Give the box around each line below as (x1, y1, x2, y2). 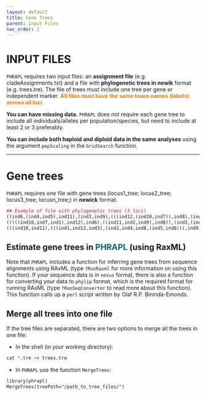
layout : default (6, 9, 48, 15)
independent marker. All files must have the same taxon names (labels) (6, 93, 190, 100)
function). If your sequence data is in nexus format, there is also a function (6, 271, 194, 279)
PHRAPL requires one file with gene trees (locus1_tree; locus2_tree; (6, 189, 172, 197)
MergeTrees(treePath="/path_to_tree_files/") (6, 384, 124, 390)
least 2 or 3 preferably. (6, 124, 64, 131)
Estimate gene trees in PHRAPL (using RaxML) (6, 242, 186, 253)
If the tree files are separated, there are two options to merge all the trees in (6, 325, 198, 332)
